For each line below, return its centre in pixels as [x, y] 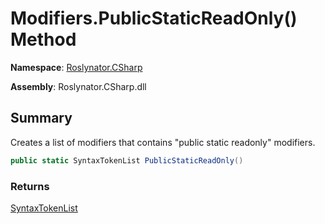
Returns [30, 186]
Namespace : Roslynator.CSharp [76, 67]
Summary [41, 118]
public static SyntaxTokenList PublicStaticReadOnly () [127, 160]
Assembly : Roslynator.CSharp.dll [78, 86]
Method [43, 39]
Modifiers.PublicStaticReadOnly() [154, 18]
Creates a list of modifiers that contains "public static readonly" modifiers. [163, 142]
